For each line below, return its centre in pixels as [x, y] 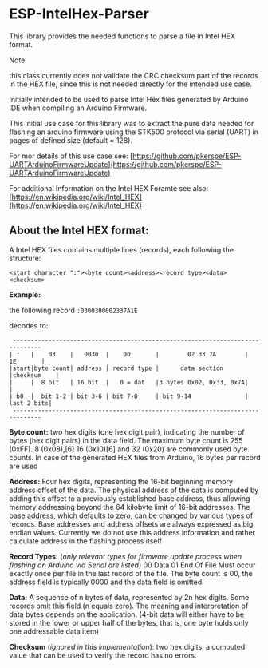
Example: [25, 294]
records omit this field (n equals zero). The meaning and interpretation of [129, 606]
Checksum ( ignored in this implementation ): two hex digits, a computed [127, 646]
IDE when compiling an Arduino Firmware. [78, 108]
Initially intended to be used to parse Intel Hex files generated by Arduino [129, 99]
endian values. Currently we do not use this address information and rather [132, 532]
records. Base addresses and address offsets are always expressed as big [131, 523]
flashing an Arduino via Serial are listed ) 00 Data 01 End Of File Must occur [132, 565]
